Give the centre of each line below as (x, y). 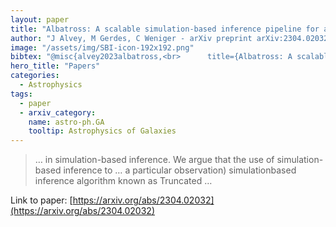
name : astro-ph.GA (66, 122)
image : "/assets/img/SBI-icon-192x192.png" (102, 47)
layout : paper (40, 19)
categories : (35, 76)
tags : (21, 94)
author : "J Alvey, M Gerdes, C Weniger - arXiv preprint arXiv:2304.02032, (171, 38)
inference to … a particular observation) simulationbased (180, 170)
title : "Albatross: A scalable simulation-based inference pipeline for (165, 29)
